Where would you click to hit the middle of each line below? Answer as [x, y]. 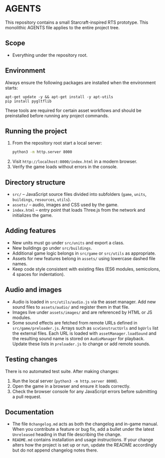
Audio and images [33, 290]
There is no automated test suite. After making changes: [62, 371]
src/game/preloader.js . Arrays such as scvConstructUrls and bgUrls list [85, 328]
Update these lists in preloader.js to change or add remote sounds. [81, 344]
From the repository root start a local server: [57, 143]
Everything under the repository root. [50, 55]
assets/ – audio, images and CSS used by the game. [65, 205]
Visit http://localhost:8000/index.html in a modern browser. [75, 162]
